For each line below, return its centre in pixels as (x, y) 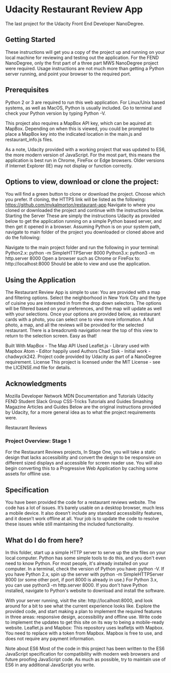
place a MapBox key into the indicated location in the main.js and (74, 134)
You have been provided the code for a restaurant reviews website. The (81, 502)
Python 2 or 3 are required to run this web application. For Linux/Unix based (85, 102)
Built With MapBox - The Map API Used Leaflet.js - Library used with (77, 346)
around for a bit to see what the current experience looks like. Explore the (82, 606)
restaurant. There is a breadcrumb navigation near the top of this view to (82, 330)
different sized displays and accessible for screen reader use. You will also (84, 463)
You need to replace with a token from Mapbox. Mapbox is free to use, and (84, 633)
